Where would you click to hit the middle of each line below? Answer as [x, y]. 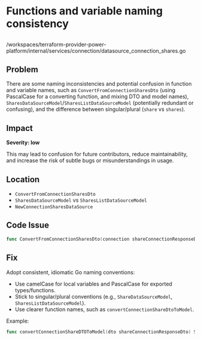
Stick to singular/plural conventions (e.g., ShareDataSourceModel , [94, 296]
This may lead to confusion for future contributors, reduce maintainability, [97, 154]
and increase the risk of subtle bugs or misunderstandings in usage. [90, 160]
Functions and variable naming [85, 11]
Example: [18, 321]
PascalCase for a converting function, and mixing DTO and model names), [98, 96]
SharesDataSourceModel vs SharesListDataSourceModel [81, 200]
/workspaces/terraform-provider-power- [56, 44]
